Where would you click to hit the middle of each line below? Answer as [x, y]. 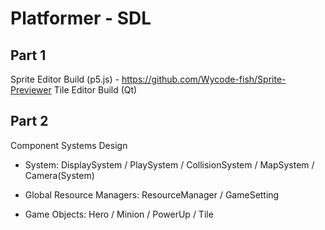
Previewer [31, 90]
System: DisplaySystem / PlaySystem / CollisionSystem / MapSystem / [169, 164]
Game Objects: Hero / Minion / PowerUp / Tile [119, 214]
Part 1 [28, 55]
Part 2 [29, 121]
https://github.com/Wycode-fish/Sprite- [204, 79]
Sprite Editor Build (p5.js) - [65, 79]
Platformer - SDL [81, 18]
